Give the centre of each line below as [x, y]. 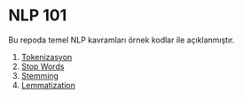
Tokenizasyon [47, 57]
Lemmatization [48, 85]
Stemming [40, 75]
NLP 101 [38, 15]
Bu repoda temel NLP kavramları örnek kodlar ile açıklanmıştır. [121, 40]
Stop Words [43, 66]
